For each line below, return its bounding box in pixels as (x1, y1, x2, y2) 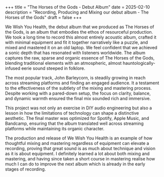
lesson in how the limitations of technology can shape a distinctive (5, 110, 139, 116)
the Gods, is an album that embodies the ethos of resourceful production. (5, 29, 153, 35)
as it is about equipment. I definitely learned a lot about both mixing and (5, 151, 150, 157)
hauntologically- (122, 60, 156, 66)
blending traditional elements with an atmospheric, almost (5, 60, 122, 66)
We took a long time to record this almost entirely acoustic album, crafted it (5, 34, 157, 40)
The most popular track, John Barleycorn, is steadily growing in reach (5, 75, 146, 80)
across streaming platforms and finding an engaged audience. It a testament (5, 80, 160, 86)
